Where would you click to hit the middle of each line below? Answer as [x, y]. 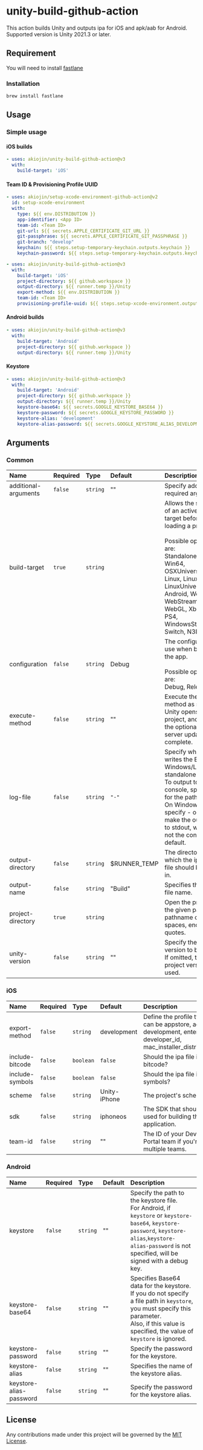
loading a [178, 526]
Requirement [31, 54]
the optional [181, 727]
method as [180, 704]
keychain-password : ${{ [47, 253]
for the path [181, 798]
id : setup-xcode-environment [48, 203]
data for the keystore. [161, 1286]
